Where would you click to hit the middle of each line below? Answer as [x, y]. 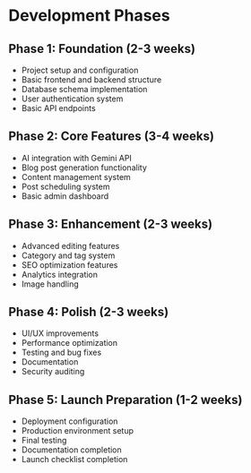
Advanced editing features [70, 245]
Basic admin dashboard [65, 196]
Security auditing [53, 372]
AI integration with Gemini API [76, 158]
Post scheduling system [65, 186]
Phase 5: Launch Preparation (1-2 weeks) [125, 400]
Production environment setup [77, 431]
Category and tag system [68, 255]
